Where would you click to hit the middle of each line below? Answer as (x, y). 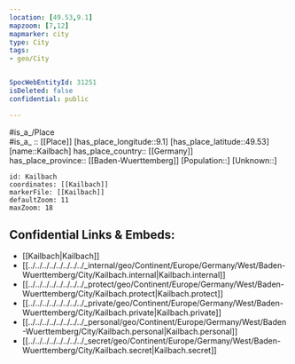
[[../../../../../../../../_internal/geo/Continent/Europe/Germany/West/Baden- (154, 265)
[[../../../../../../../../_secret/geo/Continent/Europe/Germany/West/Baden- (151, 341)
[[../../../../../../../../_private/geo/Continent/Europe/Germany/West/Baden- (152, 304)
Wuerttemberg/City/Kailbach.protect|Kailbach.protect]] (123, 294)
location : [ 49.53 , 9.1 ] (51, 17)
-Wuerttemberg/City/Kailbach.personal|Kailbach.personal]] (130, 332)
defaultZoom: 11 (39, 200)
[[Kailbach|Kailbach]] (61, 256)
